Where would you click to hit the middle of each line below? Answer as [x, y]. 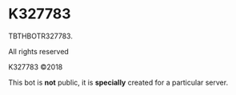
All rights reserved [39, 51]
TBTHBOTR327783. [41, 36]
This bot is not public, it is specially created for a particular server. [118, 82]
